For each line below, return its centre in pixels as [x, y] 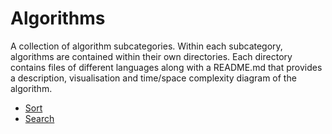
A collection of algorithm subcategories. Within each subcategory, [146, 46]
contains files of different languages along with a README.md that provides [166, 67]
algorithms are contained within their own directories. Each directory [151, 56]
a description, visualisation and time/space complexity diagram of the [153, 78]
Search [39, 118]
